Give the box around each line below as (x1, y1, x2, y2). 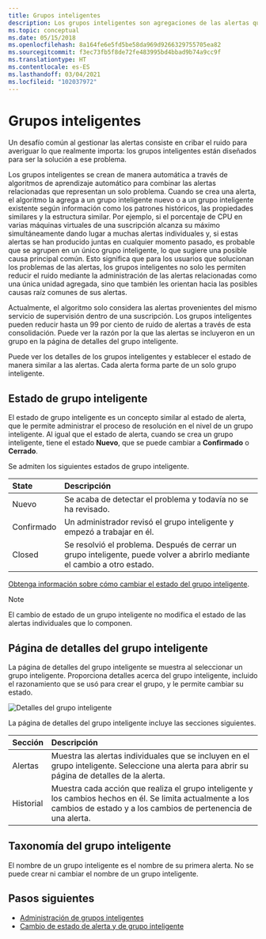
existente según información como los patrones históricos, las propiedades (8, 203, 253, 214)
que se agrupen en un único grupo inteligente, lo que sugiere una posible (8, 246, 248, 256)
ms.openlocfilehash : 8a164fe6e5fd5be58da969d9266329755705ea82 (8, 41, 222, 49)
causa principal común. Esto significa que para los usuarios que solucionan (8, 254, 255, 263)
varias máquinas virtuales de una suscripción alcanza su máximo (8, 221, 220, 230)
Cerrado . (8, 446, 38, 456)
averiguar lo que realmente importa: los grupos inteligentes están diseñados (8, 146, 257, 156)
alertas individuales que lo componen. (8, 619, 133, 628)
